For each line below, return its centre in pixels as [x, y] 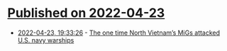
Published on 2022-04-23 [86, 13]
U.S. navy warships [46, 40]
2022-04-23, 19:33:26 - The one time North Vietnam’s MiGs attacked [119, 33]
